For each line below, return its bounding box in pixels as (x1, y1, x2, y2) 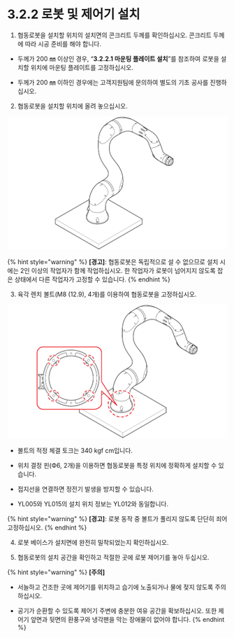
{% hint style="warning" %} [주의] (7, 568, 105, 576)
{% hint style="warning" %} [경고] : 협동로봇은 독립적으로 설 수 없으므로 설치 (7, 258, 219, 266)
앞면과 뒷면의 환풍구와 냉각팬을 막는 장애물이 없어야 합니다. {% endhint (30, 615, 225, 623)
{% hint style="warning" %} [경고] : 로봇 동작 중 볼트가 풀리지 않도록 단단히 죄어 (7, 514, 228, 522)
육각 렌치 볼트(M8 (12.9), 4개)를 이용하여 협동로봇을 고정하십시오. (17, 290, 197, 298)
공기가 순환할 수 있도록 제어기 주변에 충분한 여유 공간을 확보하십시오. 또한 (17, 606, 217, 615)
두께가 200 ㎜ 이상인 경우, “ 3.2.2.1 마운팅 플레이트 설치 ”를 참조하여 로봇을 (17, 54, 220, 63)
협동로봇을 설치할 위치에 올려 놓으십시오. (17, 102, 128, 110)
